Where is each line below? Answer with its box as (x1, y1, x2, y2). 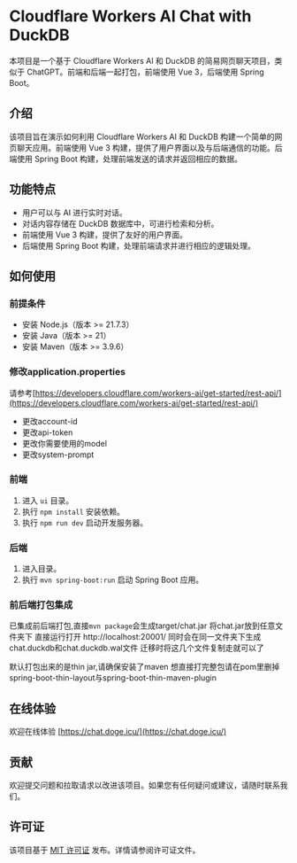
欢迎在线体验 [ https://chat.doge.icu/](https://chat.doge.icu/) (9, 727, 227, 737)
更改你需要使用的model (21, 438, 108, 448)
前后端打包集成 (9, 599, 73, 611)
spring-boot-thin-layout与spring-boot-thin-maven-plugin (9, 673, 217, 683)
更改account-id (21, 416, 78, 426)
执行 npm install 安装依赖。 (21, 506, 126, 517)
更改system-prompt (21, 449, 95, 460)
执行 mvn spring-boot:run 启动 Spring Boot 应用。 (21, 574, 204, 586)
